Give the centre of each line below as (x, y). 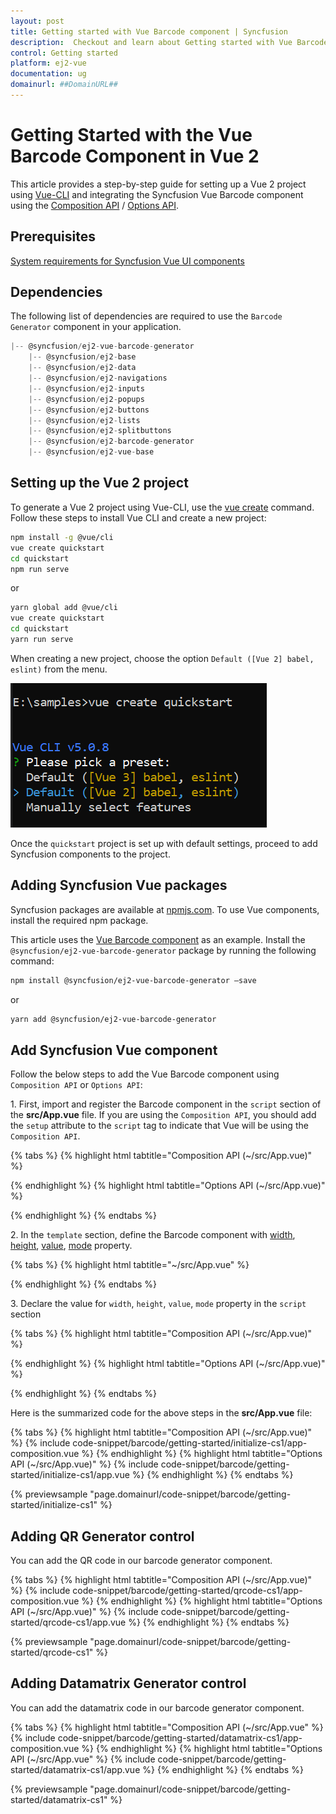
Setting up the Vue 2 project (99, 483)
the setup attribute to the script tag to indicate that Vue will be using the (159, 1126)
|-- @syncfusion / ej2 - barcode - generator (111, 441)
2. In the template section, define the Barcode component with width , (153, 1235)
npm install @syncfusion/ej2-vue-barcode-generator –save (133, 980)
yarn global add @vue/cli (64, 608)
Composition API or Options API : (76, 1085)
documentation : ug (48, 74)
